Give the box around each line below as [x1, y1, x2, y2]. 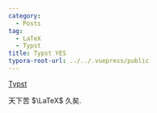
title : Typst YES [8, 49, 67, 57]
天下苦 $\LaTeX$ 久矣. [8, 95, 82, 105]
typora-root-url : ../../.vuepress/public [8, 57, 150, 65]
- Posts [15, 19, 42, 27]
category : [8, 11, 42, 20]
